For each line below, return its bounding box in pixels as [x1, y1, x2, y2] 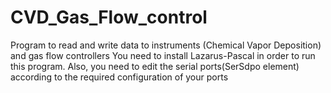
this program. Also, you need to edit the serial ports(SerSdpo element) [10, 60, 300, 72]
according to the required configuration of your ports [10, 71, 229, 83]
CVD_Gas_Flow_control [10, 6, 208, 29]
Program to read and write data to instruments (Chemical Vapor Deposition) [10, 39, 322, 51]
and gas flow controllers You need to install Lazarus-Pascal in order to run [10, 49, 316, 61]
